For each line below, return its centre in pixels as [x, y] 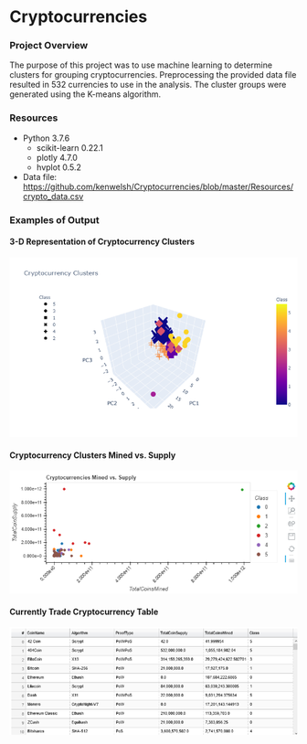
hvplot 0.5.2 [59, 167]
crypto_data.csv [53, 196]
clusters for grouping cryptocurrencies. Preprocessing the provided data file [153, 75]
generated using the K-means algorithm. [85, 94]
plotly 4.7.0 [57, 157]
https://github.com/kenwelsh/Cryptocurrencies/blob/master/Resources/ [158, 186]
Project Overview [49, 46]
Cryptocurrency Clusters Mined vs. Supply [93, 455]
